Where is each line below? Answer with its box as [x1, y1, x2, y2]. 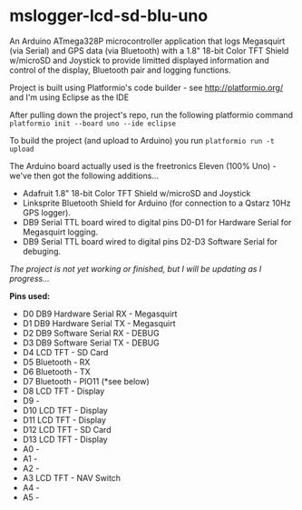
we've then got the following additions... [9, 170, 159, 181]
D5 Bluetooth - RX [22, 356, 91, 367]
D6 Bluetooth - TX [22, 365, 91, 377]
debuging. [22, 245, 62, 256]
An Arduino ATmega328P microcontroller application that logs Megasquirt [9, 35, 286, 46]
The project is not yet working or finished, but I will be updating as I [9, 263, 262, 274]
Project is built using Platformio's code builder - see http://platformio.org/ [9, 82, 284, 93]
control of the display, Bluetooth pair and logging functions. [9, 65, 231, 75]
